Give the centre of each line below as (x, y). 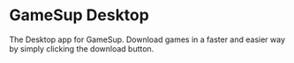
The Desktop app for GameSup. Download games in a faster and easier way (147, 39)
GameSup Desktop (79, 15)
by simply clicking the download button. (82, 48)
